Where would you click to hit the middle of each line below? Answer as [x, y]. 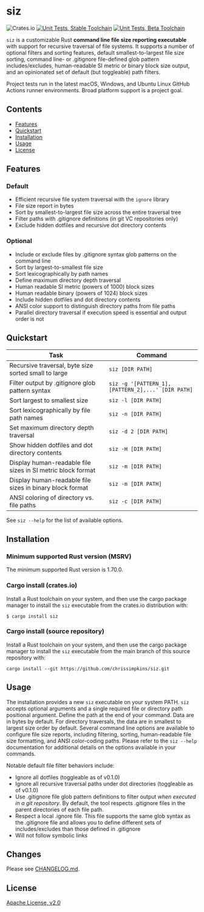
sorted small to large [39, 373]
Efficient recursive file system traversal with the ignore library [92, 199]
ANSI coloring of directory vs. [52, 498]
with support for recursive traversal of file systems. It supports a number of [100, 46]
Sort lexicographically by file [50, 410]
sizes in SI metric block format [53, 470]
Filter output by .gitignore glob [53, 383]
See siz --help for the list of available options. [65, 520]
